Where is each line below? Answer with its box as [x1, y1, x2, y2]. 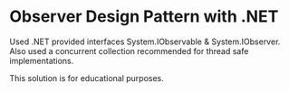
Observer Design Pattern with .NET [9, 6, 279, 27]
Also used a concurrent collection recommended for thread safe [9, 45, 249, 56]
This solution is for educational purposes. [9, 72, 165, 83]
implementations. [9, 55, 74, 66]
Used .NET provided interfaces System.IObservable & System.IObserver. [9, 36, 281, 47]
